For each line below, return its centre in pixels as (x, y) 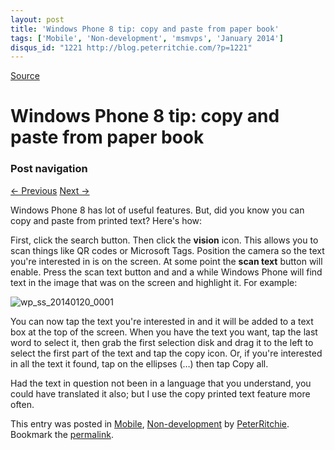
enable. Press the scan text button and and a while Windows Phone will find (166, 272)
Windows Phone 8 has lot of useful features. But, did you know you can (157, 210)
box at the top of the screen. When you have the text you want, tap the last (164, 332)
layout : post (37, 19)
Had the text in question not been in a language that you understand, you (161, 383)
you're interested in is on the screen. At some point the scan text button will (166, 261)
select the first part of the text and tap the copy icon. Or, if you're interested (166, 353)
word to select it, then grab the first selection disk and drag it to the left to (162, 342)
